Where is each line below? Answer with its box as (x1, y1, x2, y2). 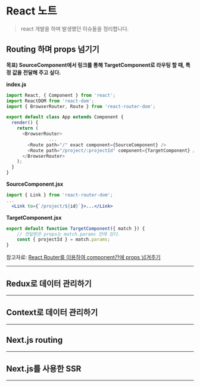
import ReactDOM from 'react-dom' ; (6, 98, 95, 104)
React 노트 (6, 4, 58, 18)
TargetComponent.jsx (6, 214, 62, 221)
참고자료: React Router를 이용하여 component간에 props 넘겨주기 (6, 254, 161, 261)
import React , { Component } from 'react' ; (6, 92, 116, 98)
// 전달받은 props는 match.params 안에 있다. (17, 231, 121, 237)
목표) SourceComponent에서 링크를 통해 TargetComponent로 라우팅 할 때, (6, 61, 185, 68)
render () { (11, 119, 39, 126)
